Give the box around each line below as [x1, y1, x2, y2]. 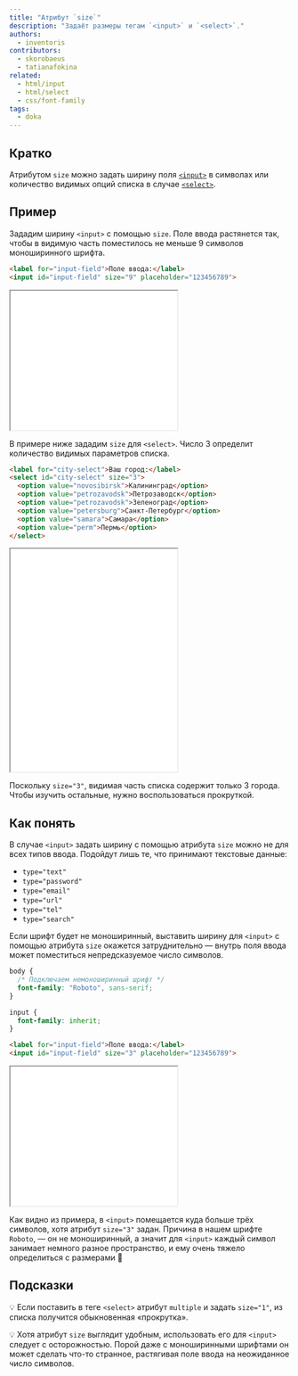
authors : [9, 29, 42, 38]
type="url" [21, 896, 63, 905]
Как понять [9, 815, 76, 830]
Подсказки [9, 1278, 74, 1293]
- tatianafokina [17, 63, 77, 72]
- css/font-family [17, 95, 86, 105]
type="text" [21, 868, 67, 877]
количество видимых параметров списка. [9, 448, 171, 458]
